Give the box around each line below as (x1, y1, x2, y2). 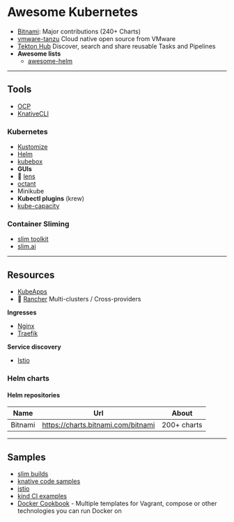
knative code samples (17, 477, 81, 486)
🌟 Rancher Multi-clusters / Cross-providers (17, 295, 141, 303)
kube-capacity (17, 202, 60, 210)
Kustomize (17, 143, 48, 151)
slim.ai (17, 242, 36, 251)
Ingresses (7, 308, 37, 317)
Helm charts (7, 374, 50, 383)
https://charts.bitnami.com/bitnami (41, 420, 155, 430)
